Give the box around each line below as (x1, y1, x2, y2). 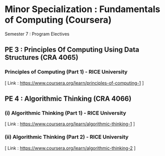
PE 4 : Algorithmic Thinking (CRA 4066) (5, 95, 131, 103)
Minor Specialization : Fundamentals (5, 4, 160, 15)
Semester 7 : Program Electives (5, 31, 70, 37)
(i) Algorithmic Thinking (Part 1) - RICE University (5, 109, 126, 116)
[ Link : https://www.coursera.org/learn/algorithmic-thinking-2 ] (5, 145, 136, 151)
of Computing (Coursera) (5, 14, 112, 26)
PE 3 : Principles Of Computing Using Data (5, 45, 139, 54)
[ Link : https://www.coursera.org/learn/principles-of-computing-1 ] (5, 80, 144, 86)
